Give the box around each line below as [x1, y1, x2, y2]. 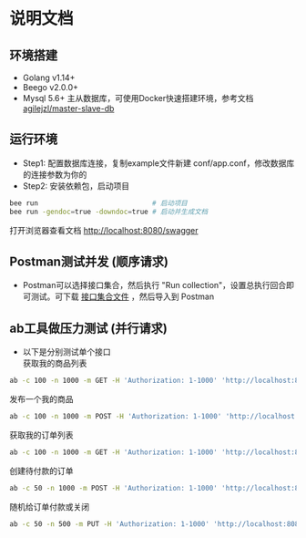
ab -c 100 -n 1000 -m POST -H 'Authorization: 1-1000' [9, 412, 222, 421]
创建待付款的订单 [9, 465, 74, 476]
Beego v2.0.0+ [22, 82, 79, 92]
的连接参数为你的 [22, 169, 87, 180]
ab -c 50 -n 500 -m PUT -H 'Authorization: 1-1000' [9, 519, 209, 529]
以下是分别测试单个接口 [22, 347, 111, 357]
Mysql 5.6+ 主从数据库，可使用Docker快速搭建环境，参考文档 [22, 93, 254, 103]
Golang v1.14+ [22, 72, 76, 83]
